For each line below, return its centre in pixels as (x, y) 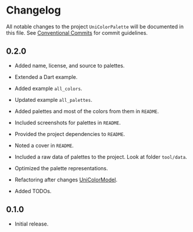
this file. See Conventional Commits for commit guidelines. (77, 32)
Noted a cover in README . (44, 145)
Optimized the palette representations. (61, 168)
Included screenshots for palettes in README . (68, 122)
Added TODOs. (33, 191)
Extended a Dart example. (46, 77)
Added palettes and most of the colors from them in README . (86, 111)
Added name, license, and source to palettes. (69, 65)
